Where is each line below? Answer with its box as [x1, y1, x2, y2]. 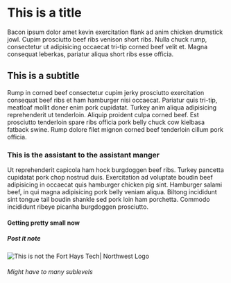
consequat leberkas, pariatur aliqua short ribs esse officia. [7, 50, 174, 58]
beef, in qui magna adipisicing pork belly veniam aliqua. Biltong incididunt [7, 188, 217, 196]
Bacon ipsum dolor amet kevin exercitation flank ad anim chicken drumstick [7, 28, 223, 36]
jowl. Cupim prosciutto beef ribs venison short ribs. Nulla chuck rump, [7, 35, 207, 43]
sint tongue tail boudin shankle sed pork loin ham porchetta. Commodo [7, 196, 210, 204]
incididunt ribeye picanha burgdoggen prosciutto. [7, 203, 149, 211]
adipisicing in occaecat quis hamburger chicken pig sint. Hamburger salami [7, 180, 223, 189]
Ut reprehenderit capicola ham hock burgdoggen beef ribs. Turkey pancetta [7, 166, 224, 174]
